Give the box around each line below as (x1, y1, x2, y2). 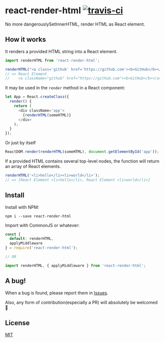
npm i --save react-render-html (5, 214, 71, 219)
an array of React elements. (5, 164, 61, 169)
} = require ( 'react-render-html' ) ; (5, 246, 78, 251)
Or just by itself (5, 140, 36, 146)
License (5, 319, 30, 327)
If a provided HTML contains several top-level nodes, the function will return (5, 158, 160, 164)
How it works (5, 35, 46, 44)
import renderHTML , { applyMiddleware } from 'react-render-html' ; (5, 263, 146, 268)
